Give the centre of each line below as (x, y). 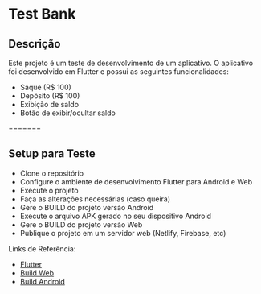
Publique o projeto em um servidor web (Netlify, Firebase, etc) (123, 233)
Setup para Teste (52, 154)
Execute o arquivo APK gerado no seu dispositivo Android (115, 216)
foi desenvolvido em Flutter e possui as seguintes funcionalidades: (118, 72)
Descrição (35, 44)
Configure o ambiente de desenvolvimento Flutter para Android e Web (136, 181)
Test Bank (42, 14)
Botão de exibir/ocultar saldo (68, 113)
